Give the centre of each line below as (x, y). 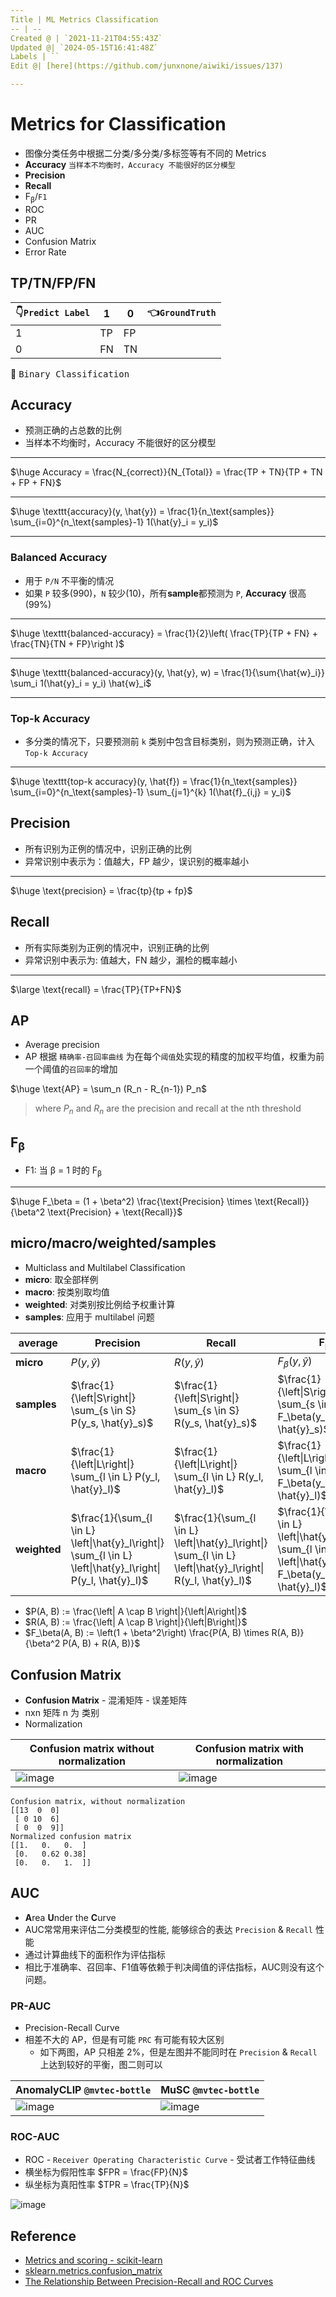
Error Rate (45, 252)
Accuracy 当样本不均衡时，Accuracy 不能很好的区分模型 (130, 164)
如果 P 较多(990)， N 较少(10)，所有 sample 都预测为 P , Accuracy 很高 (165, 593)
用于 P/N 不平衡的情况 (69, 580)
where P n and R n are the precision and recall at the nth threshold (168, 1109)
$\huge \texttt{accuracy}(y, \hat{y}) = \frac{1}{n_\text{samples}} (142, 512)
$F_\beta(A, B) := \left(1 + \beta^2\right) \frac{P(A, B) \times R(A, (157, 1633)
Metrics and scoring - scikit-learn (93, 2260)
